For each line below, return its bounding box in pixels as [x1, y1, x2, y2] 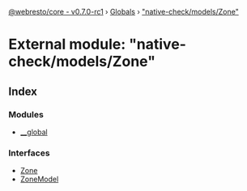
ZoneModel [19, 174, 59, 185]
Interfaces [8, 147, 50, 159]
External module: [8, 36, 126, 53]
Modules [8, 108, 45, 120]
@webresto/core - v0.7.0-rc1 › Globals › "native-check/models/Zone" [8, 7, 239, 16]
